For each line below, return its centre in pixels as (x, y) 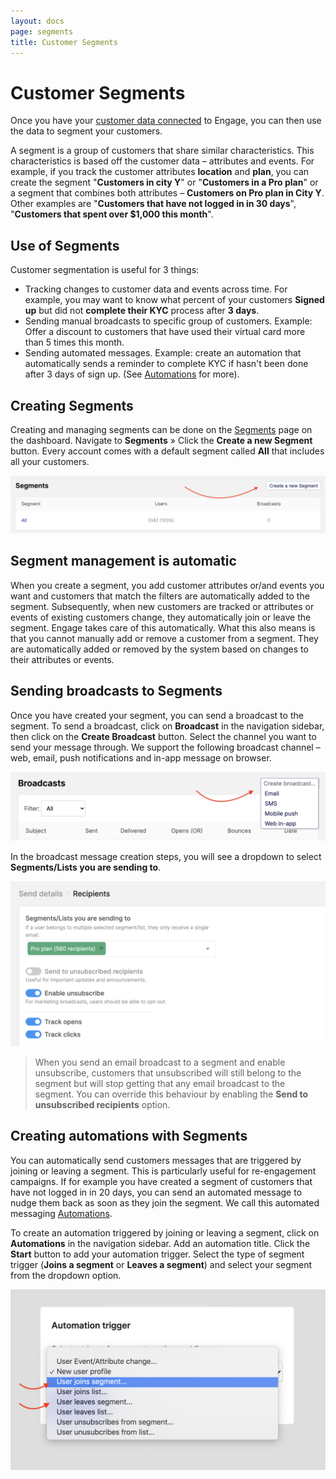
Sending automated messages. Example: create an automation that (163, 353)
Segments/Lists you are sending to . (86, 867)
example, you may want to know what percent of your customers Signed (174, 300)
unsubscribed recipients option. (102, 1104)
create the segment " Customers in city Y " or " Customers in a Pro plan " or (164, 182)
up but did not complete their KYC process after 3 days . (142, 311)
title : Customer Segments (64, 42)
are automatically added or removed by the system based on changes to (159, 649)
